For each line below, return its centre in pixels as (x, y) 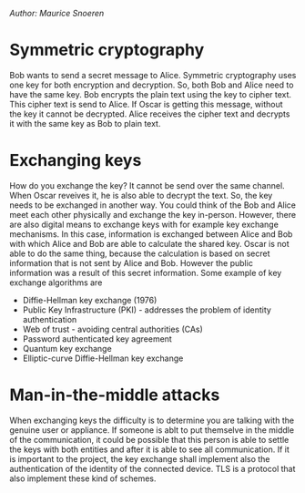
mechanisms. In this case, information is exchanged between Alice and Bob (151, 234)
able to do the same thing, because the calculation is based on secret (140, 253)
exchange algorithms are (56, 282)
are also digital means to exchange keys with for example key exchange (144, 224)
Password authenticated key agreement (97, 339)
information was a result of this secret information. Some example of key (146, 272)
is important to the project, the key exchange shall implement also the (140, 458)
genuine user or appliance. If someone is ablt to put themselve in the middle (152, 430)
